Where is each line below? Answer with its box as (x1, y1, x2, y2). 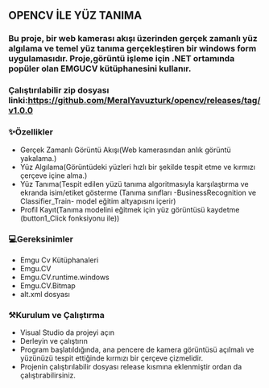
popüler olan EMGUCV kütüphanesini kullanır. (8, 63, 192, 74)
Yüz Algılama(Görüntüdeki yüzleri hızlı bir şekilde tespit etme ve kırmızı (19, 162, 256, 171)
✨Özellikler (8, 126, 54, 138)
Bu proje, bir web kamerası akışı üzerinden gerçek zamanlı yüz (8, 33, 258, 44)
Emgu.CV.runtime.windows (19, 272, 110, 282)
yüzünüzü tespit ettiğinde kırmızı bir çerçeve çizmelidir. (19, 353, 204, 363)
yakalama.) (19, 153, 57, 163)
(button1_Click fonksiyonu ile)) (19, 213, 120, 223)
